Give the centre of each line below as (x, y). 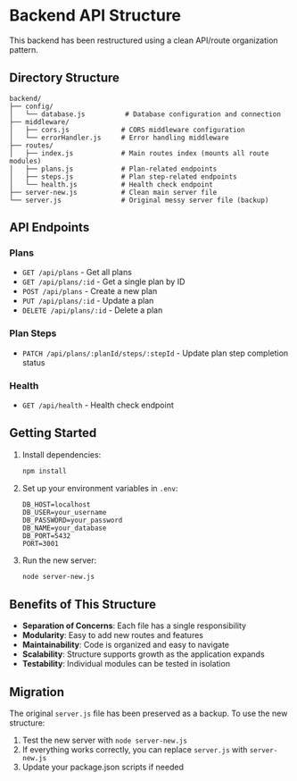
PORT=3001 (41, 543)
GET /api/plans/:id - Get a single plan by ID (103, 281)
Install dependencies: (62, 454)
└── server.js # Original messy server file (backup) (139, 200)
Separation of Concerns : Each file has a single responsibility (134, 626)
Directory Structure (65, 78)
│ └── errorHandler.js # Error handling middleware (119, 138)
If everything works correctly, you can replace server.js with (135, 750)
